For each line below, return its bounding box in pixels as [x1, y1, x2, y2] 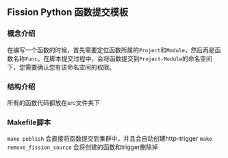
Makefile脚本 [7, 117, 51, 127]
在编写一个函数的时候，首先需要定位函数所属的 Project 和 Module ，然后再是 [7, 45, 216, 54]
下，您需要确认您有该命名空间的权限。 [7, 63, 115, 71]
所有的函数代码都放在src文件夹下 [7, 98, 101, 106]
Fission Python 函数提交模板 [7, 6, 129, 19]
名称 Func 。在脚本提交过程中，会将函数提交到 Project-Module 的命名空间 [12, 54, 212, 63]
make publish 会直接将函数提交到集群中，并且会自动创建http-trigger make [7, 135, 212, 143]
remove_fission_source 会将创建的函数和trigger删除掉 [7, 143, 159, 151]
